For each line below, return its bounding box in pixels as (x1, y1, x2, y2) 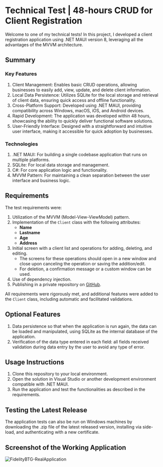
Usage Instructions (5, 358, 64, 366)
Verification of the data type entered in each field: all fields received (12, 339, 149, 345)
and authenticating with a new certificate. (16, 429, 100, 435)
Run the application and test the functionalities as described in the (12, 386, 145, 392)
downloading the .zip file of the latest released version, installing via (5, 424, 142, 430)
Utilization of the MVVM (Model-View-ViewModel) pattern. (12, 214, 130, 220)
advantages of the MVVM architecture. (5, 41, 83, 47)
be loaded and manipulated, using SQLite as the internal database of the (12, 328, 158, 334)
